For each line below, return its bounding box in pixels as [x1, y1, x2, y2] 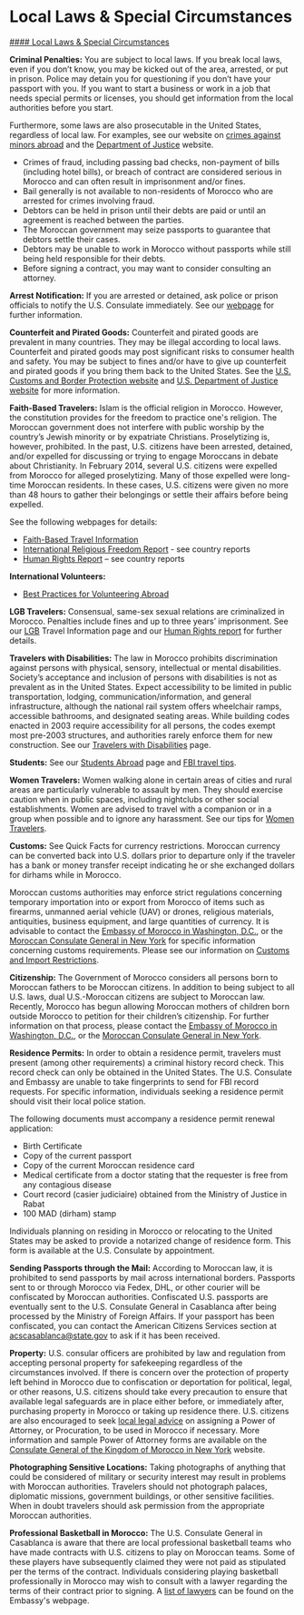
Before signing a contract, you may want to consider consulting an [22, 262, 271, 273]
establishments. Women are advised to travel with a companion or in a [9, 803, 272, 814]
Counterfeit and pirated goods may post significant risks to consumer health [9, 346, 295, 357]
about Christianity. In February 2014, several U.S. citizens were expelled [9, 460, 278, 471]
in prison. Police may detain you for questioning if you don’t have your [9, 73, 271, 84]
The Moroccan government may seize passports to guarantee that [22, 224, 271, 235]
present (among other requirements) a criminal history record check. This [9, 1057, 284, 1068]
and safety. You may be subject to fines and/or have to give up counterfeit [9, 356, 287, 367]
